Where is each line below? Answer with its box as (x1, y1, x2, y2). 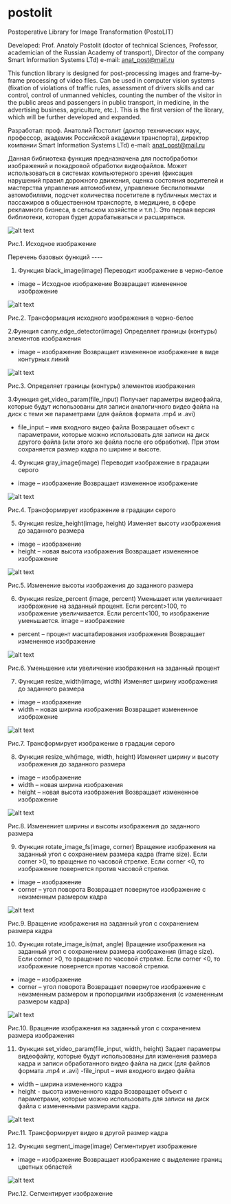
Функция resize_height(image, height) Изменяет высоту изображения (17, 519, 221, 527)
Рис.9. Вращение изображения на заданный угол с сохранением (8, 919, 199, 928)
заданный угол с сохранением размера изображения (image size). (17, 947, 214, 955)
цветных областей (17, 1163, 72, 1171)
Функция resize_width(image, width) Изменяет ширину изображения (17, 677, 219, 685)
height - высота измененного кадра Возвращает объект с (17, 1087, 188, 1095)
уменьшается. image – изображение (17, 616, 125, 624)
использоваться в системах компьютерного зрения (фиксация (8, 169, 193, 177)
